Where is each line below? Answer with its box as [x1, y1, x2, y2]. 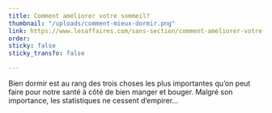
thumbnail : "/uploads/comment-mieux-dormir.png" [8, 19, 176, 27]
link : [8, 27, 27, 35]
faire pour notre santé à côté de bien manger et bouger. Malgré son [8, 87, 233, 97]
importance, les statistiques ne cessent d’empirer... [8, 96, 179, 105]
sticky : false [8, 42, 57, 50]
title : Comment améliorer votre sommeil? [8, 11, 151, 20]
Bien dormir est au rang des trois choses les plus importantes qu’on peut [8, 78, 251, 88]
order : [8, 34, 31, 43]
